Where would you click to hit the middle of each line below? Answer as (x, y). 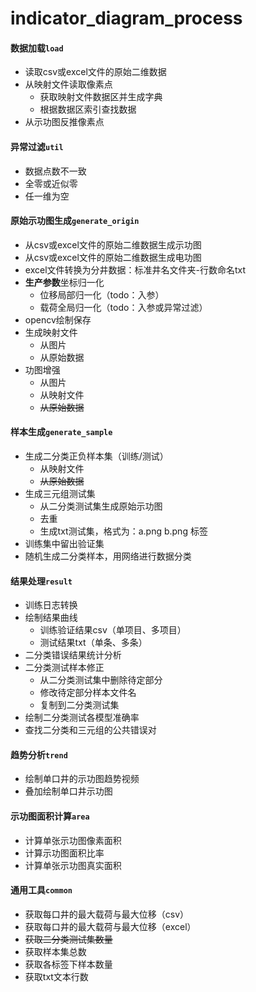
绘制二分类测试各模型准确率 (82, 718)
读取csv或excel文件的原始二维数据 (95, 72)
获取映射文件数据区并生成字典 (101, 97)
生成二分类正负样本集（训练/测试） (96, 456)
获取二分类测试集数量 (68, 939)
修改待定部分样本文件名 (88, 693)
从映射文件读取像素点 (68, 84)
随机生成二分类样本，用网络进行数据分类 (108, 556)
